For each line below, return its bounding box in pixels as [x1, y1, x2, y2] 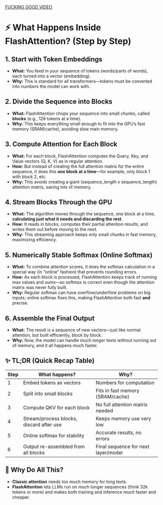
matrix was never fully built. [12, 285, 68, 290]
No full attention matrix [95, 401, 148, 408]
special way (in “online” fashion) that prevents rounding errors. [12, 269, 138, 275]
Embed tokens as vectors [23, 379, 81, 386]
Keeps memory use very [95, 415, 151, 422]
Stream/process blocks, [23, 415, 78, 422]
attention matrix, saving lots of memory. [12, 184, 92, 190]
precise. [12, 300, 29, 306]
